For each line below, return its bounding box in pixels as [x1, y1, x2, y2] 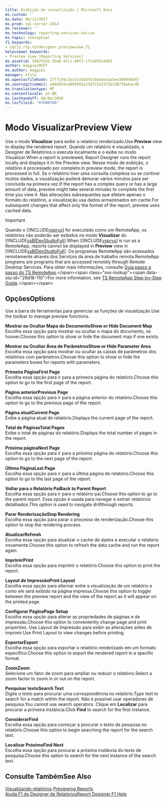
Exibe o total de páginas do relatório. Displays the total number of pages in [5, 430, 158, 436]
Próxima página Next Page [5, 445, 60, 451]
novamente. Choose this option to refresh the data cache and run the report [5, 542, 160, 548]
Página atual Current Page [5, 409, 60, 415]
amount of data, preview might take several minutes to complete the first [5, 186, 155, 193]
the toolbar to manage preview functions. [5, 313, 90, 319]
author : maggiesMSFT [5, 63, 48, 68]
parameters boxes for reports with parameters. [5, 359, 101, 365]
